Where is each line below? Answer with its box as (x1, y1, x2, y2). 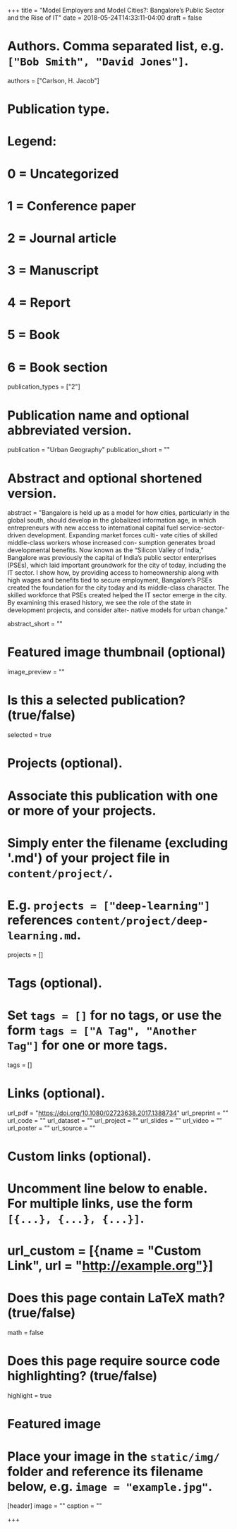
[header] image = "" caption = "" (7, 1501, 102, 1510)
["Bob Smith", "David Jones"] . (7, 53, 189, 69)
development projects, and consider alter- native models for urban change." (7, 606, 228, 614)
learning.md (7, 929, 78, 942)
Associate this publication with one (7, 788, 219, 803)
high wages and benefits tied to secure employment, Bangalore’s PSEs (7, 576, 213, 585)
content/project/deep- (75, 914, 209, 927)
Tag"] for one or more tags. (7, 1037, 168, 1053)
